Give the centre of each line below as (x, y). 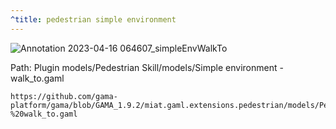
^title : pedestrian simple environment (93, 19)
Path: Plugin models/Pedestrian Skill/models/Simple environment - (147, 67)
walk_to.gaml (37, 78)
